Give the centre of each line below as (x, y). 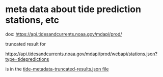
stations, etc (32, 20)
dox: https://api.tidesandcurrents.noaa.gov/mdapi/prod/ (64, 34)
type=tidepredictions (27, 59)
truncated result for (25, 44)
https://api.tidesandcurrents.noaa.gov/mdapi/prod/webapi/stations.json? (81, 54)
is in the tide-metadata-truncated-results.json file (57, 69)
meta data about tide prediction (73, 9)
